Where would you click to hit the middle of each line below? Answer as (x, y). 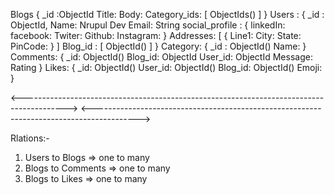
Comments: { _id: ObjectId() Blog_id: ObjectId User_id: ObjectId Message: (161, 57)
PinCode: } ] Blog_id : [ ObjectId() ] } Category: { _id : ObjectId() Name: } (158, 46)
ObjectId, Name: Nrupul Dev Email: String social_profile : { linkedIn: (148, 25)
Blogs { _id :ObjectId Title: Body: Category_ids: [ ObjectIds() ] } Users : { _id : (167, 14)
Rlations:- (30, 138)
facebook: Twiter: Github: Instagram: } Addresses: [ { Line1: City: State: (156, 35)
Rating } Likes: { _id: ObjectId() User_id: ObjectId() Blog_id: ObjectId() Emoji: (166, 67)
